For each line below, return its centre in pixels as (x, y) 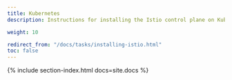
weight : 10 (23, 32)
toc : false (23, 51)
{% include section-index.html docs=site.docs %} (78, 70)
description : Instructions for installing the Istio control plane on (111, 20)
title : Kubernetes (33, 13)
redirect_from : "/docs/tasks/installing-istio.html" (85, 44)
